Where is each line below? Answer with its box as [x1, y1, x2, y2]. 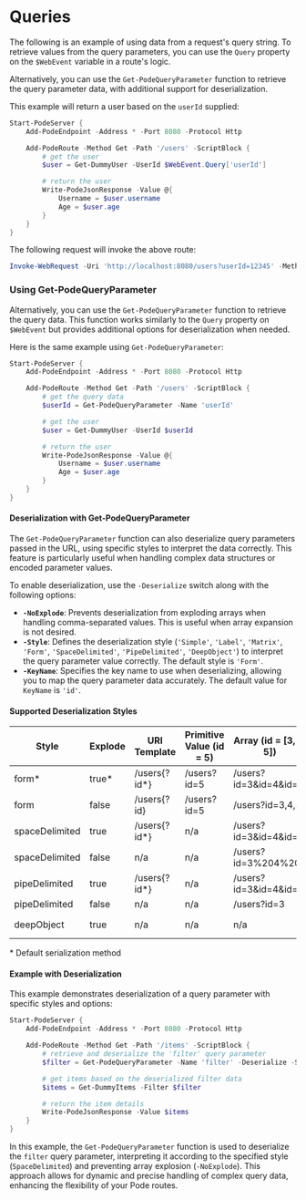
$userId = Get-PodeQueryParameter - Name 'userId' [42, 401, 234, 410]
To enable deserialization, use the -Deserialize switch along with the [9, 580, 270, 591]
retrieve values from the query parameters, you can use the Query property [9, 46, 291, 57]
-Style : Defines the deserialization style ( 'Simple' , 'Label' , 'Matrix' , [22, 636, 283, 647]
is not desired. [22, 626, 77, 637]
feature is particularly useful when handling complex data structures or [9, 553, 276, 564]
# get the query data [42, 392, 125, 402]
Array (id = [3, [233, 734, 296, 747]
